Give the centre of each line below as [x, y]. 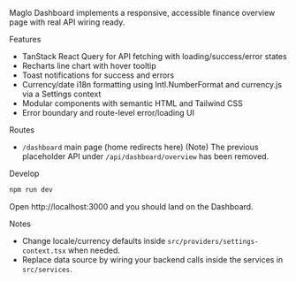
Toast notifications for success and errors [98, 75]
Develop [24, 173]
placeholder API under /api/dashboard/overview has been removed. [145, 156]
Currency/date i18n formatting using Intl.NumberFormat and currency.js [152, 84]
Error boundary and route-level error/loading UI [108, 113]
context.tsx [44, 251]
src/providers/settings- [213, 241]
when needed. [94, 250]
